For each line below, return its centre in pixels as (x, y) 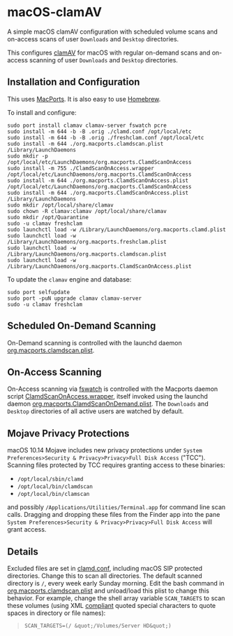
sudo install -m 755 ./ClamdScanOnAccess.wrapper (81, 168)
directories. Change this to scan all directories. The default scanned (105, 576)
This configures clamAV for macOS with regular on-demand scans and (109, 53)
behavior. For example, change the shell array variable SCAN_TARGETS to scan (116, 598)
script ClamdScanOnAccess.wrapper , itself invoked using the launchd (107, 396)
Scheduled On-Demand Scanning (82, 326)
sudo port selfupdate (39, 292)
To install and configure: (42, 112)
